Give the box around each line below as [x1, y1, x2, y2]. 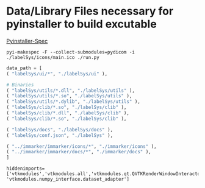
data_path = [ [6, 65, 43, 71]
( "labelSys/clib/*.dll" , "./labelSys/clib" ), [6, 110, 130, 116]
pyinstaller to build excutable [6, 17, 157, 31]
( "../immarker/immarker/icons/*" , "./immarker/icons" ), [6, 143, 157, 150]
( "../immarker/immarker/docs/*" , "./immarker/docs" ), [6, 149, 151, 155]
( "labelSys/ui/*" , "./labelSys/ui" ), [6, 71, 108, 77]
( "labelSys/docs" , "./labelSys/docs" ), [6, 127, 113, 133]
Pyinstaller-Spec [6, 37, 48, 44]
